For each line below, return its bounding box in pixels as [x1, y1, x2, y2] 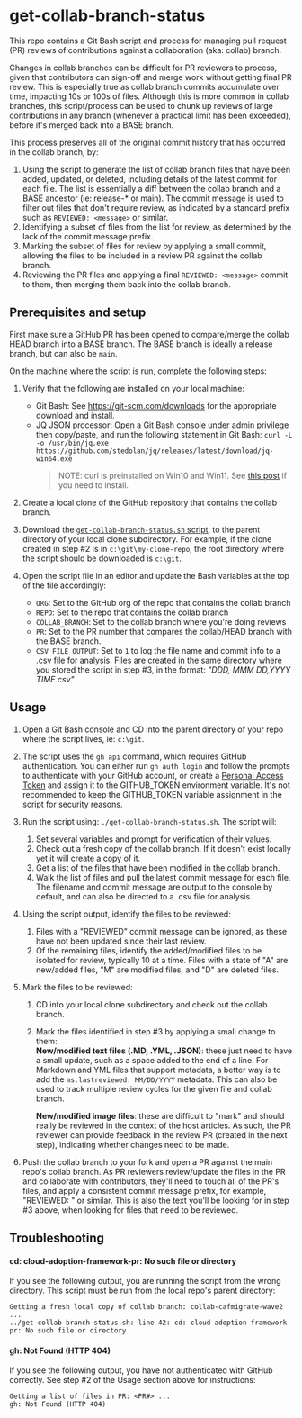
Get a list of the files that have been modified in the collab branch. [35, 862, 280, 873]
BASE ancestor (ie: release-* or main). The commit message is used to [22, 193, 285, 203]
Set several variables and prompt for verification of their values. [35, 834, 272, 844]
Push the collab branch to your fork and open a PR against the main [22, 1156, 273, 1167]
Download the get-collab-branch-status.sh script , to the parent [22, 524, 261, 535]
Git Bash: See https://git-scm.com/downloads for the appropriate [35, 400, 277, 411]
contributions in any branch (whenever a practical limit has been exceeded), [9, 110, 291, 121]
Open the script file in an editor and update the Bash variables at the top [22, 570, 290, 581]
